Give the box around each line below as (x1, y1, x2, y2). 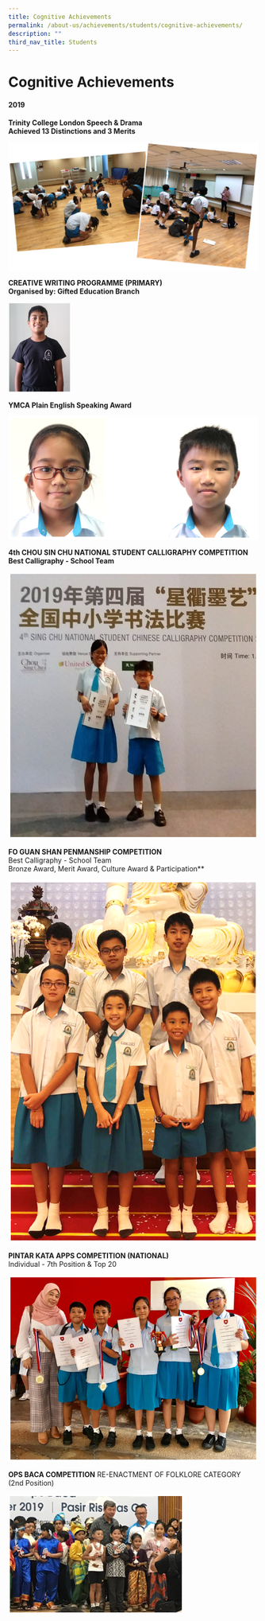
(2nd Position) (8, 1478, 55, 1487)
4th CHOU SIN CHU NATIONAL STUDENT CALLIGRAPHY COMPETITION (8, 547, 248, 557)
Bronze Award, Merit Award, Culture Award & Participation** (8, 863, 205, 873)
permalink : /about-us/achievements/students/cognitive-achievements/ (8, 21, 244, 29)
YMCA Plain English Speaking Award (8, 400, 132, 410)
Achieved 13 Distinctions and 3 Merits (8, 126, 136, 135)
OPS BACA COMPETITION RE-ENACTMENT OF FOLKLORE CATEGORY (8, 1469, 241, 1479)
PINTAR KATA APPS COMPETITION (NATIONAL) (8, 1251, 169, 1261)
